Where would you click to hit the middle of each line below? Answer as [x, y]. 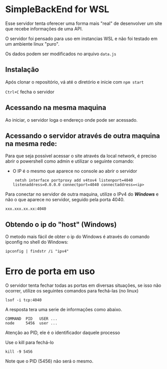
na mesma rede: [31, 144]
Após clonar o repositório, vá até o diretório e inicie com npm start [75, 82]
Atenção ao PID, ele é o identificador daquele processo [63, 333]
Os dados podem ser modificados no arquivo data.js [61, 54]
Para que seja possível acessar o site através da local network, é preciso [81, 156]
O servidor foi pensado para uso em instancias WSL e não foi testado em [81, 39]
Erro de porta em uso [50, 271]
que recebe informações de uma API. [44, 28]
